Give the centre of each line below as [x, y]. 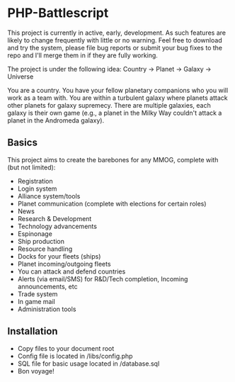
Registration [35, 181]
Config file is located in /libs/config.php [75, 356]
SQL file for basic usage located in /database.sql [88, 364]
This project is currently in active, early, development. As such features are [117, 33]
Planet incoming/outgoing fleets [64, 264]
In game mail [36, 301]
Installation [33, 331]
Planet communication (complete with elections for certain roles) [112, 203]
